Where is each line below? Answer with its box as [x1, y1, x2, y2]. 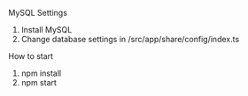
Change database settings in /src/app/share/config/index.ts [20, 34, 240, 44]
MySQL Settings [8, 8, 68, 18]
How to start [8, 51, 54, 61]
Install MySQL [20, 25, 73, 34]
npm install [20, 68, 62, 78]
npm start [20, 78, 57, 87]
